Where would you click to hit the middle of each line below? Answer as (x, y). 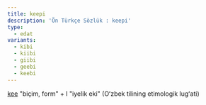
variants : (22, 40)
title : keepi (27, 14)
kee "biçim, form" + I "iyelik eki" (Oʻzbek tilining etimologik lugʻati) (103, 94)
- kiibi (25, 54)
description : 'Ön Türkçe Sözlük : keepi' (69, 21)
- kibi (23, 47)
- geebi (25, 67)
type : (15, 27)
